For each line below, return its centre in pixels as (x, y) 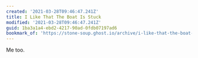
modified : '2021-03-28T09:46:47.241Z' (54, 22)
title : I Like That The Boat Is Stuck (54, 17)
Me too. (16, 50)
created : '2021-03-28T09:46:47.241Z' (52, 11)
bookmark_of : (22, 33)
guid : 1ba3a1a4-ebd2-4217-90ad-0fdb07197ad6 (62, 28)
